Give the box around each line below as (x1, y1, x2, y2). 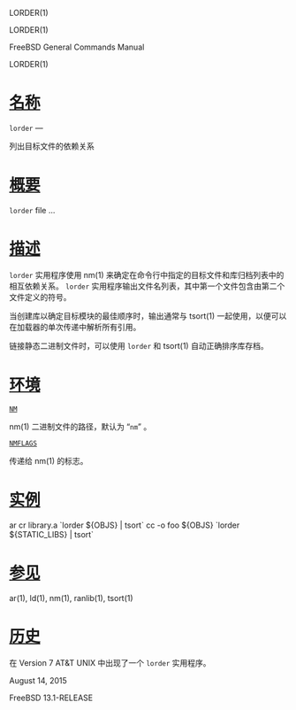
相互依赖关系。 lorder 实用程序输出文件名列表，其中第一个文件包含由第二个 (9, 281, 285, 291)
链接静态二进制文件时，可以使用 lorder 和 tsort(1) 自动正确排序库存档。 (9, 340, 269, 351)
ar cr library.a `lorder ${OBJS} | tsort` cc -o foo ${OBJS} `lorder (9, 520, 240, 530)
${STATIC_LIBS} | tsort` (9, 529, 95, 539)
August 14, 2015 (9, 675, 68, 685)
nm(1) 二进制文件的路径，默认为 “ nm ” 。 (9, 421, 152, 432)
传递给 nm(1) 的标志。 (9, 455, 88, 466)
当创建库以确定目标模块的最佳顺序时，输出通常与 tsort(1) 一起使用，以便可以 (9, 310, 287, 321)
